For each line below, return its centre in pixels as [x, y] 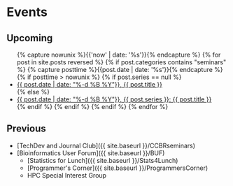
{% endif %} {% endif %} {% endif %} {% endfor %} [92, 107]
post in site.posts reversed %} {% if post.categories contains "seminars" [121, 62]
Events [27, 12]
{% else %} [33, 92]
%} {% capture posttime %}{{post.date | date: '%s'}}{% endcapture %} [120, 70]
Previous [26, 129]
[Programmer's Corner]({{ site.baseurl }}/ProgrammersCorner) [118, 168]
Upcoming [30, 38]
